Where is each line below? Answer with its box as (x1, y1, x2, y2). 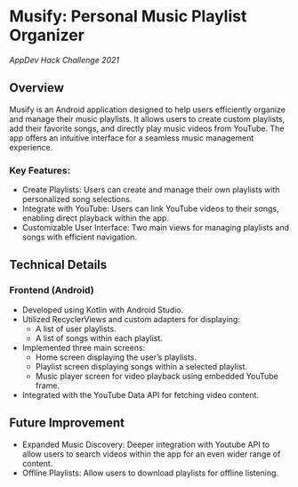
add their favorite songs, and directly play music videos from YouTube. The (9, 123, 285, 134)
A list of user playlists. (35, 323, 117, 334)
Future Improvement (9, 416, 125, 431)
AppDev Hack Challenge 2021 (9, 54, 120, 65)
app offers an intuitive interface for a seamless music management (9, 132, 254, 143)
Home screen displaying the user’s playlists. (35, 352, 197, 362)
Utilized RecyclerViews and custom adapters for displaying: (21, 313, 240, 324)
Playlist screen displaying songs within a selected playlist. (35, 361, 247, 371)
